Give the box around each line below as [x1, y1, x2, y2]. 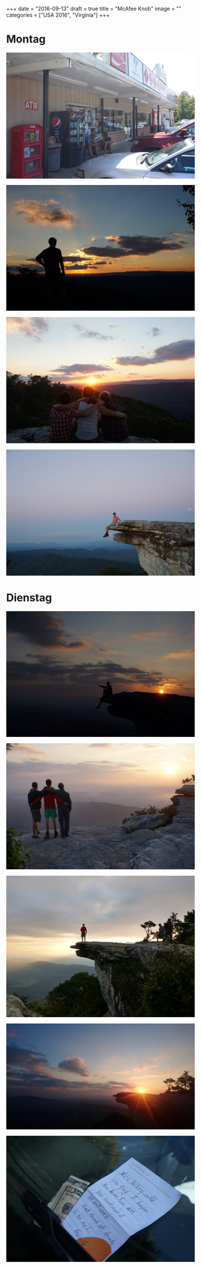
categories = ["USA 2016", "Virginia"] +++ [6, 11, 110, 19]
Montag [6, 32, 46, 46]
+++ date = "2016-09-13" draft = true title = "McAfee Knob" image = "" [6, 5, 181, 12]
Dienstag [6, 591, 52, 604]
